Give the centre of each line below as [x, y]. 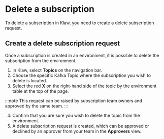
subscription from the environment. [41, 61]
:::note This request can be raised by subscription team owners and [74, 101]
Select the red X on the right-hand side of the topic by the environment [84, 86]
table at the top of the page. [40, 91]
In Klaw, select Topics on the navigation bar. [57, 70]
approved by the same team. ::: [37, 106]
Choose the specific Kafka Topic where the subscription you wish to [82, 75]
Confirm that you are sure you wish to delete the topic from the [76, 115]
